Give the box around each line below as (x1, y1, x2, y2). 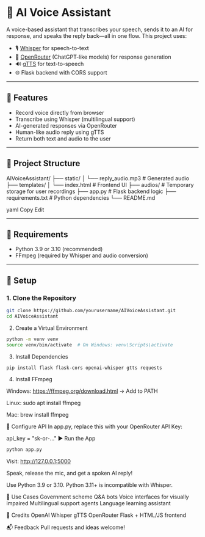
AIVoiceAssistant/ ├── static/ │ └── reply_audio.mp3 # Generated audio (6, 174, 190, 182)
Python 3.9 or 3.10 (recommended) (15, 246, 103, 253)
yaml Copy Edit (6, 206, 45, 213)
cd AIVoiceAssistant (6, 313, 59, 320)
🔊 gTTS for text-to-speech (15, 60, 84, 67)
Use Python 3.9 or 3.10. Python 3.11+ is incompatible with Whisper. (6, 481, 173, 489)
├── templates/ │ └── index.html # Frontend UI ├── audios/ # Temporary (6, 181, 194, 188)
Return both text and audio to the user (15, 134, 111, 142)
